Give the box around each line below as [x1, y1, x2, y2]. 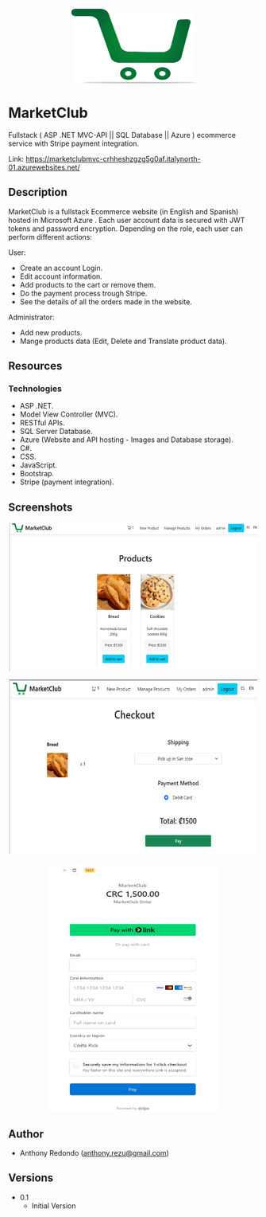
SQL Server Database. [19, 427, 93, 436]
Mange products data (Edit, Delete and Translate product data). [19, 336, 228, 346]
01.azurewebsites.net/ [8, 162, 81, 172]
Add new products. [19, 327, 83, 337]
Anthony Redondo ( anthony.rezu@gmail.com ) [19, 1149, 169, 1158]
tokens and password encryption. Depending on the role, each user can [8, 224, 244, 233]
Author [8, 1127, 44, 1141]
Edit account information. [19, 272, 103, 281]
